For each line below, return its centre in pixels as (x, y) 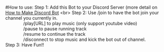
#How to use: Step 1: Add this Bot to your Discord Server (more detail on (81, 7)
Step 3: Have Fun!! (25, 45)
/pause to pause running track (55, 29)
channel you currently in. (31, 18)
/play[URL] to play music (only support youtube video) (80, 23)
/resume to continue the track (54, 34)
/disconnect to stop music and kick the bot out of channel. (85, 39)
